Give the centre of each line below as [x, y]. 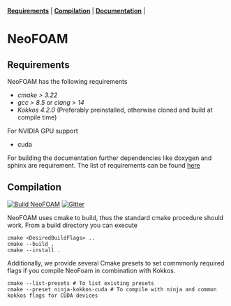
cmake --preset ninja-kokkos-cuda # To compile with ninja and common [112, 289]
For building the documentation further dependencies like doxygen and [110, 158]
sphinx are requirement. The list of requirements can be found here [104, 165]
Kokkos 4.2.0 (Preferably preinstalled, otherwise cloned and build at [115, 110]
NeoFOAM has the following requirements [67, 81]
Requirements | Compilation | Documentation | [76, 11]
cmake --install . [34, 250]
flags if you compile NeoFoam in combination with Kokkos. [91, 270]
